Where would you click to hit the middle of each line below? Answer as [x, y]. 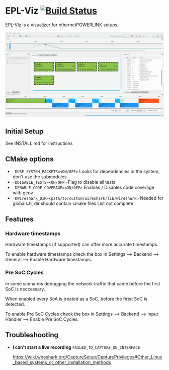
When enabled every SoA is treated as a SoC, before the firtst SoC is [76, 299]
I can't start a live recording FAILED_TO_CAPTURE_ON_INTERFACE [76, 347]
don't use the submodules [39, 177]
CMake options [29, 159]
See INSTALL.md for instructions [39, 143]
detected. [15, 304]
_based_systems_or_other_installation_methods [62, 362]
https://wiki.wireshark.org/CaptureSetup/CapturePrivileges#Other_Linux [87, 357]
